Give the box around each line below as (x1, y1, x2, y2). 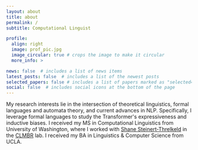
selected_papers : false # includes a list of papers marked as (6, 79, 165, 85)
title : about (6, 14, 38, 20)
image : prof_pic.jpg (11, 46, 62, 53)
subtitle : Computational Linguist (6, 25, 91, 31)
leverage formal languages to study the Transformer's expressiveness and (6, 113, 187, 121)
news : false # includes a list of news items (6, 68, 123, 74)
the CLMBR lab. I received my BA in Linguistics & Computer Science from (6, 132, 184, 139)
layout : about (6, 8, 41, 15)
